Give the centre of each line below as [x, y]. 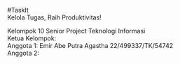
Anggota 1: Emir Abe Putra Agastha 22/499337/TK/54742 [90, 46]
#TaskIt [18, 10]
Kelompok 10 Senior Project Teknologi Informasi [76, 31]
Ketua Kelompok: [32, 38]
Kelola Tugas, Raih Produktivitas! [54, 17]
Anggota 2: [23, 53]
